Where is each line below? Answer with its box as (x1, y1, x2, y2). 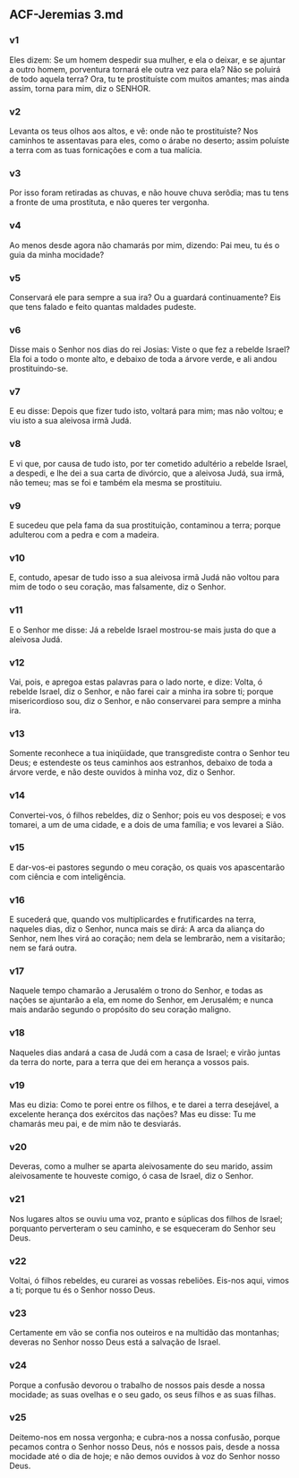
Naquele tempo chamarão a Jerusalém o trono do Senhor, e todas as (9, 985, 264, 996)
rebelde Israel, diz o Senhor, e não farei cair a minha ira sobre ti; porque (9, 685, 274, 697)
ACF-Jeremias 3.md (9, 7, 124, 22)
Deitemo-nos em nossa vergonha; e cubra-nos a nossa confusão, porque (9, 1431, 280, 1442)
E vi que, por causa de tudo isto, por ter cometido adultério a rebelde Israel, (9, 458, 288, 468)
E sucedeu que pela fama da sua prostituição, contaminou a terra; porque (9, 520, 281, 531)
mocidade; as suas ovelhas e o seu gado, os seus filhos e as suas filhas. (9, 1388, 277, 1400)
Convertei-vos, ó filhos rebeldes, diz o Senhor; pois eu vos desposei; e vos (9, 810, 286, 821)
